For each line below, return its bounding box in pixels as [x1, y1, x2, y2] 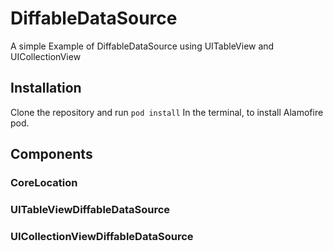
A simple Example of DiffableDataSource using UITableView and [10, 40, 275, 52]
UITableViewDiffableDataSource [10, 202, 171, 216]
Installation [10, 80, 82, 97]
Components [10, 146, 93, 163]
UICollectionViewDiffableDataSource [10, 229, 194, 243]
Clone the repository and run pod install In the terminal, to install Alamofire [10, 106, 324, 118]
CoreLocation [10, 176, 78, 190]
